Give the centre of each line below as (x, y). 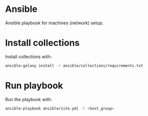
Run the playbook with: (29, 99)
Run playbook (34, 86)
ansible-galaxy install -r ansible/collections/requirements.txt (74, 65)
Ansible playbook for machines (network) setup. (54, 23)
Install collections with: (29, 57)
